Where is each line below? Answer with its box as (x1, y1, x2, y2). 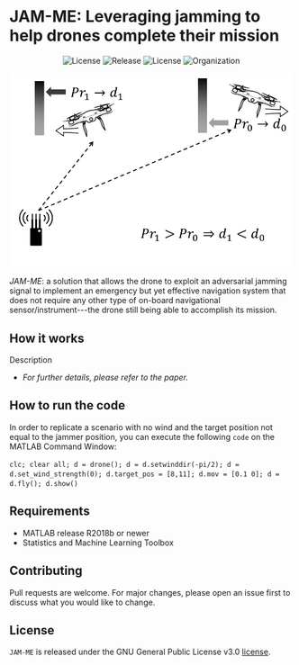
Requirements (9, 504, 90, 519)
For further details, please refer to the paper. (22, 372, 189, 383)
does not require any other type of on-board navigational (9, 295, 221, 306)
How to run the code (9, 398, 126, 413)
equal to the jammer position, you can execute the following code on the (9, 431, 275, 442)
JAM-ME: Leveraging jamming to (9, 6, 261, 27)
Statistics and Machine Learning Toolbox (22, 537, 174, 548)
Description (9, 355, 52, 365)
